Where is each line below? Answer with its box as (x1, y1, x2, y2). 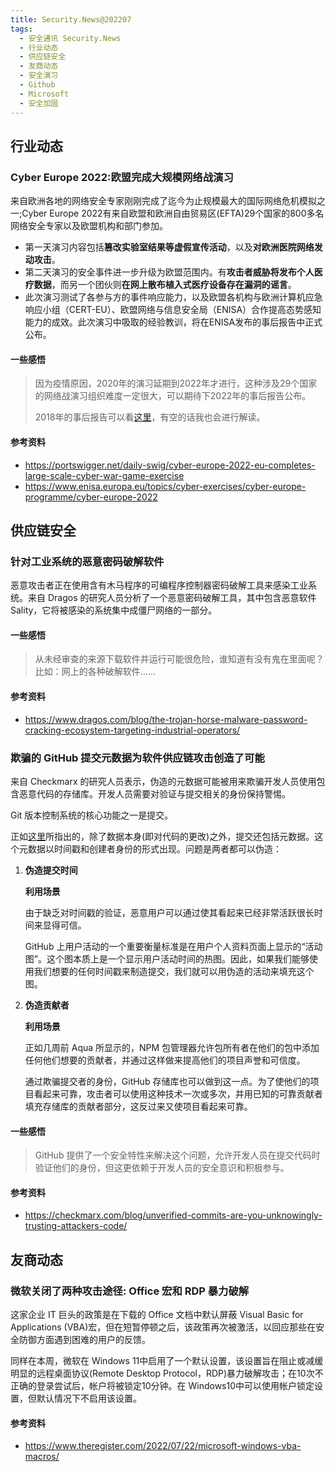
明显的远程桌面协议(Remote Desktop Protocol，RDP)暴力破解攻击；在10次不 (10, 1367, 324, 1380)
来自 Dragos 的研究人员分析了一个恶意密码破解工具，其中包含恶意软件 (27, 592, 317, 604)
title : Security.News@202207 (10, 14, 132, 25)
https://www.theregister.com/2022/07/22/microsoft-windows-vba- (24, 1440, 302, 1452)
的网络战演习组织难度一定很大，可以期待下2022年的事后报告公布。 (34, 390, 312, 402)
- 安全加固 (19, 98, 59, 108)
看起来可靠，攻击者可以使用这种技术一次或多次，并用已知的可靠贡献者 (33, 1087, 323, 1100)
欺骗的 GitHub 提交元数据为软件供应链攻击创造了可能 (10, 751, 265, 765)
